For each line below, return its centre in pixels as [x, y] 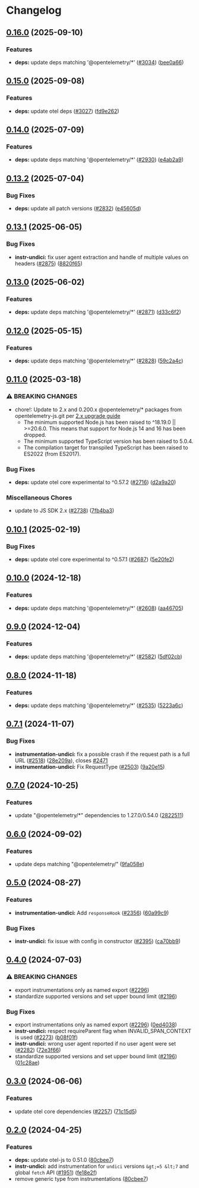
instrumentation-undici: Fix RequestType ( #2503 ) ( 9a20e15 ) [90, 767]
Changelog [34, 10]
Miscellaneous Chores [39, 497]
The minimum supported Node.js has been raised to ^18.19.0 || [100, 422]
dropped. [35, 435]
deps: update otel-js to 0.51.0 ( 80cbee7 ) [64, 1160]
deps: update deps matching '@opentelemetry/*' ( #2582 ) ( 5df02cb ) [98, 657]
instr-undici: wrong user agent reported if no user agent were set [95, 1044]
